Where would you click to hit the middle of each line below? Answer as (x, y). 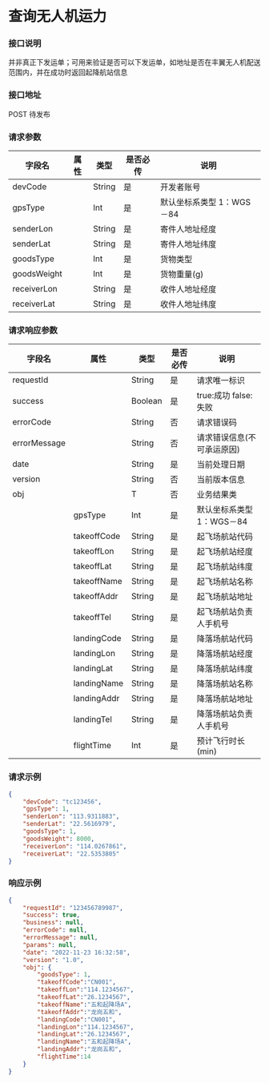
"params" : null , (50, 945)
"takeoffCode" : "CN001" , (76, 982)
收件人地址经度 (188, 289)
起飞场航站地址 (225, 597)
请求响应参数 (33, 330)
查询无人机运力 (58, 16)
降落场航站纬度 (225, 669)
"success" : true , (52, 915)
